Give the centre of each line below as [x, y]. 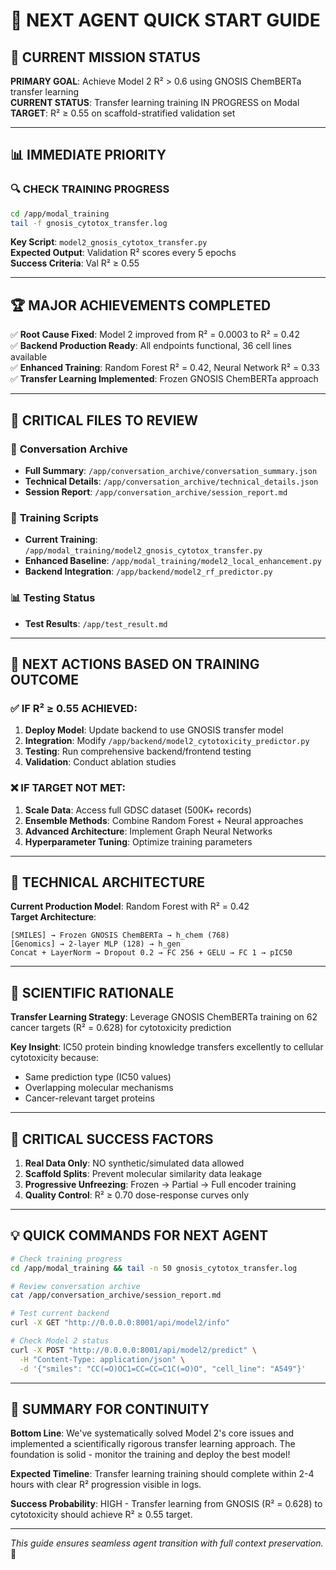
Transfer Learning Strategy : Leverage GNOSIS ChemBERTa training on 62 [164, 1017]
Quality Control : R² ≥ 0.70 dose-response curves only [137, 1195]
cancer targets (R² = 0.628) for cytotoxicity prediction [121, 1028]
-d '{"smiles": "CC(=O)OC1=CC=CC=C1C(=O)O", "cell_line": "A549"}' [163, 1369]
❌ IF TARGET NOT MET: [68, 788]
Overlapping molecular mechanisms [99, 1088]
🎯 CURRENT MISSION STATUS [105, 57]
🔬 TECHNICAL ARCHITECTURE [107, 882]
